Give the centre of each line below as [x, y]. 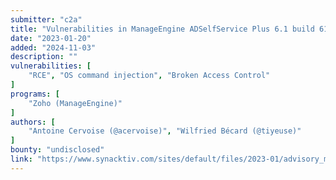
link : [21, 159]
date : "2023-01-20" [51, 38]
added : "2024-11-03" [53, 47]
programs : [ [35, 94]
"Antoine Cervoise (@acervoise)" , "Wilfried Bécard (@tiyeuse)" [165, 131]
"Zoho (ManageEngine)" [75, 103]
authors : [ [33, 122]
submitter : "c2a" [46, 19]
